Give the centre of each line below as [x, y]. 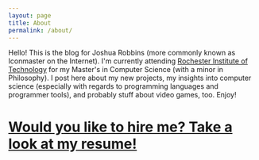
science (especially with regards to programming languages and [113, 86]
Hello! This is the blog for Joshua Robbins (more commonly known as [122, 53]
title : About [30, 23]
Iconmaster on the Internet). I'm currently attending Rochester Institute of [128, 61]
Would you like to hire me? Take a [120, 127]
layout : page [30, 15]
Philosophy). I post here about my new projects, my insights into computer [130, 78]
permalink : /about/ [41, 30]
